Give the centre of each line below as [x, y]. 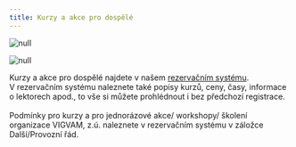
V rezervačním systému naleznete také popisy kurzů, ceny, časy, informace [148, 86]
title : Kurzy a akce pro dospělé [71, 17]
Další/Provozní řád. [44, 134]
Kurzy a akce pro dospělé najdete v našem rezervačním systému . [129, 78]
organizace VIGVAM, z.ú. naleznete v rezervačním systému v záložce [136, 125]
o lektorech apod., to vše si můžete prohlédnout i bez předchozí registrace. [147, 96]
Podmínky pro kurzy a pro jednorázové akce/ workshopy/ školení [128, 115]
